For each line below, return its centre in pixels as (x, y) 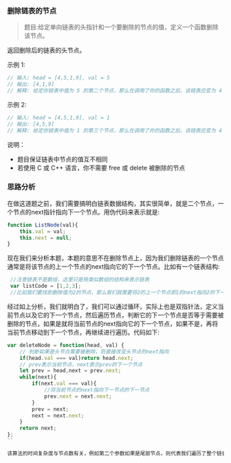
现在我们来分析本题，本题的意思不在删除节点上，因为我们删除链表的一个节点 (115, 258)
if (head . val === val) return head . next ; (77, 358)
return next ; (38, 428)
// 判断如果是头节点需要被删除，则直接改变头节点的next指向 (95, 352)
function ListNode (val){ (43, 225)
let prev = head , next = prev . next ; (70, 371)
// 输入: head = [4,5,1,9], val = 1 (58, 117)
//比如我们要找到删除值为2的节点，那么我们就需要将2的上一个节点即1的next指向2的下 (115, 293)
